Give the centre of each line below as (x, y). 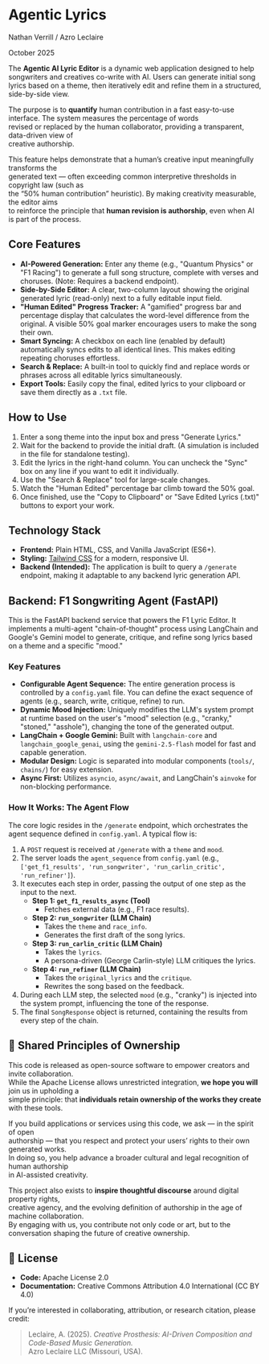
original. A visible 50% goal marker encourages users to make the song (138, 323)
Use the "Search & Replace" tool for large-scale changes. (115, 480)
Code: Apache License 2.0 (64, 1278)
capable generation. (53, 752)
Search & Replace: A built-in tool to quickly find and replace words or (135, 366)
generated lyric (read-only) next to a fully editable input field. (121, 298)
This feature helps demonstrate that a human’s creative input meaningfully (131, 159)
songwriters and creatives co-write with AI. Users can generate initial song (132, 76)
